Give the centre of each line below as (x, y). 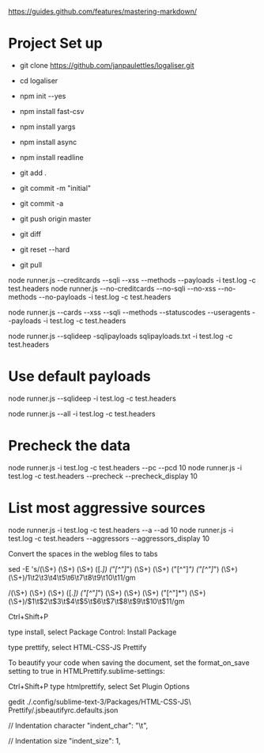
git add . (33, 173)
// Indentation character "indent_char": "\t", (78, 725)
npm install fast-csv (52, 111)
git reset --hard (45, 249)
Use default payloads (80, 376)
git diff (30, 234)
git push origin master (55, 219)
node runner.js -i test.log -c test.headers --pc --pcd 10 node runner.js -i (125, 467)
